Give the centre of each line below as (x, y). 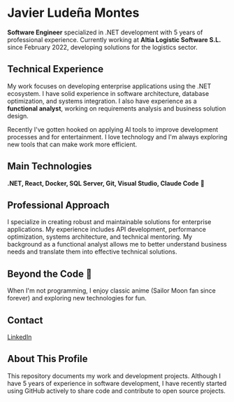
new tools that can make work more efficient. (72, 144)
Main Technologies (50, 166)
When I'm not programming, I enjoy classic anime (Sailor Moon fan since (112, 291)
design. (18, 116)
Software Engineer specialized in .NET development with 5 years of (105, 32)
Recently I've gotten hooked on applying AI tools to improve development (113, 129)
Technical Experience (55, 69)
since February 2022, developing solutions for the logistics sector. (102, 47)
